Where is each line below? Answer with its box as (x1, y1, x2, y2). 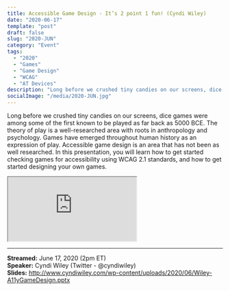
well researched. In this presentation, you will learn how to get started (7, 148, 204, 156)
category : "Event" (7, 42, 60, 49)
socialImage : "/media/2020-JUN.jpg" (7, 93, 112, 100)
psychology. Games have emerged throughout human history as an (7, 134, 197, 141)
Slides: (7, 268, 27, 277)
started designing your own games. (7, 162, 107, 170)
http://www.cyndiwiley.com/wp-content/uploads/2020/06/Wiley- (28, 268, 212, 277)
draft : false (7, 29, 44, 36)
